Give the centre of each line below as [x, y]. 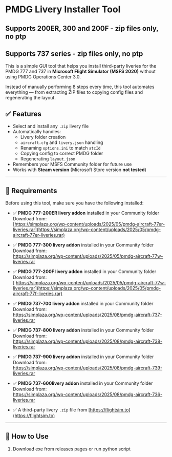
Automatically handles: [37, 132]
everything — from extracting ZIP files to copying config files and [74, 92]
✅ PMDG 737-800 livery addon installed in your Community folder [83, 330]
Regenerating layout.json [48, 159]
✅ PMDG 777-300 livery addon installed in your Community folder [83, 245]
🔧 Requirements [31, 191]
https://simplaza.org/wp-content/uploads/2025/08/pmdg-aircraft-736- [88, 394]
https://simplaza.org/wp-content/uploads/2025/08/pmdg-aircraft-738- [88, 341]
